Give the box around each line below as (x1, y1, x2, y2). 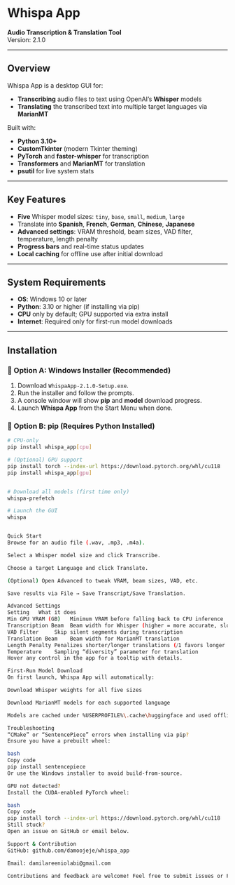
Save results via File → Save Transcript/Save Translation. (7, 590, 187, 597)
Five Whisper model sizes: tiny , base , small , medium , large (17, 212, 185, 220)
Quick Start (7, 533, 42, 540)
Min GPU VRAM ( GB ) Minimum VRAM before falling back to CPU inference (7, 615, 224, 623)
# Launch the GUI (7, 507, 58, 514)
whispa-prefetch (7, 495, 55, 502)
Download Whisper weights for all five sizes (7, 686, 142, 694)
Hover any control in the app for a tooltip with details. (7, 655, 183, 662)
